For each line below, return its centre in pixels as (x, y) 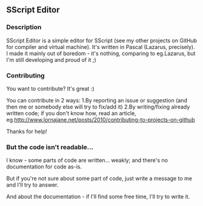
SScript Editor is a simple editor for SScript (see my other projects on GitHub (102, 40)
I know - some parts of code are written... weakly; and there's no (87, 161)
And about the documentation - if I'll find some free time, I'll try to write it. (98, 197)
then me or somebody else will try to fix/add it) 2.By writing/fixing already (98, 107)
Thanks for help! (27, 131)
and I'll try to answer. (32, 185)
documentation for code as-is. (44, 167)
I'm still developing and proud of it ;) (52, 59)
